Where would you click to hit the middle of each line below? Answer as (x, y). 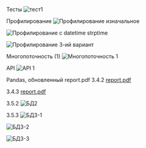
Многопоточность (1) (33, 56)
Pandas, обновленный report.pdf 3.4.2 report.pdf (69, 80)
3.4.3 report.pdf (26, 92)
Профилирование (29, 21)
